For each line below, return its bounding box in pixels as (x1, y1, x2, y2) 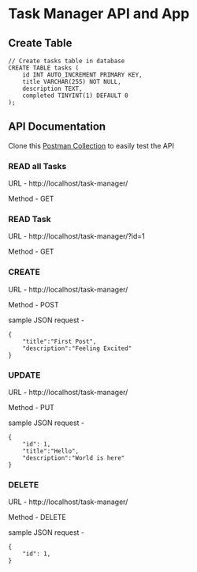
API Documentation (8, 120, 106, 134)
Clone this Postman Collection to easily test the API (8, 141, 175, 150)
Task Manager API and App (8, 5, 190, 23)
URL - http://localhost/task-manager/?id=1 (8, 231, 145, 241)
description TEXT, (22, 85, 83, 92)
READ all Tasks (8, 160, 67, 171)
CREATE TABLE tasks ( (8, 64, 80, 72)
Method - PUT (8, 403, 55, 412)
